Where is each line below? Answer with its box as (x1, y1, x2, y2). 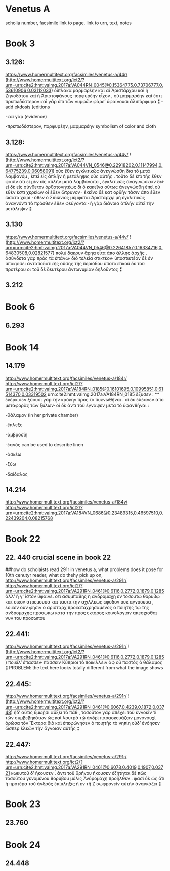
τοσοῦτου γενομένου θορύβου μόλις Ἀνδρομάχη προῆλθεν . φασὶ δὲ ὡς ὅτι (5, 775, 165, 781)
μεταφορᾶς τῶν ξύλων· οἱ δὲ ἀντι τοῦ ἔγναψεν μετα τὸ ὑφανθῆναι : (5, 402, 149, 408)
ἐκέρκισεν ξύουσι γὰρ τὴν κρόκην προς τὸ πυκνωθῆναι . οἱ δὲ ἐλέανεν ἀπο (5, 396, 164, 403)
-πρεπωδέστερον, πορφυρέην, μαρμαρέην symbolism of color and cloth (5, 123, 156, 129)
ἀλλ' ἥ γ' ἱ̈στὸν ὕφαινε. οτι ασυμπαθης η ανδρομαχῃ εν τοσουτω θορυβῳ (5, 593, 160, 599)
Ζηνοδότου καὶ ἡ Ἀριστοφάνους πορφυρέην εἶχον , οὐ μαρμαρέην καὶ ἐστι (5, 92, 162, 99)
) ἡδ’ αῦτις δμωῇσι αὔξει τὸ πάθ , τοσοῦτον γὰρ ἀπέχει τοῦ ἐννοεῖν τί (11, 709, 157, 715)
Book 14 (5, 341, 39, 353)
